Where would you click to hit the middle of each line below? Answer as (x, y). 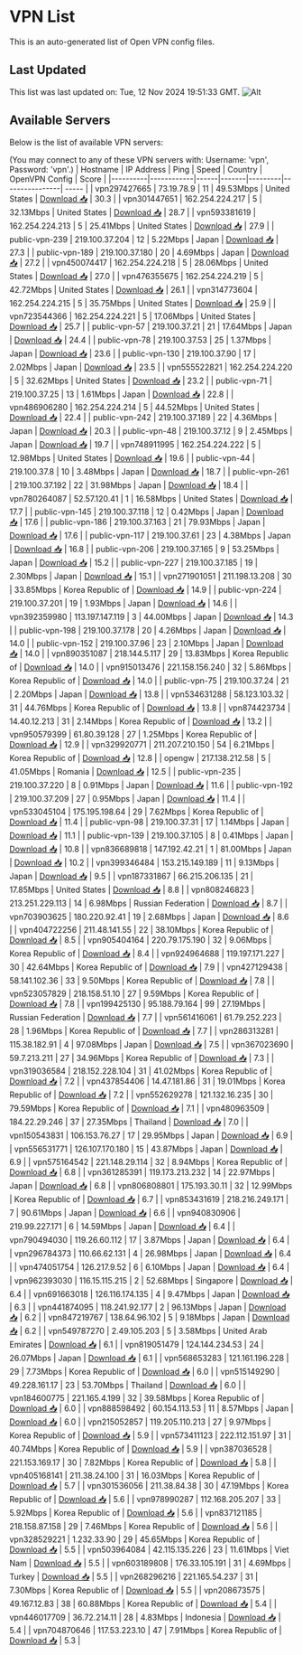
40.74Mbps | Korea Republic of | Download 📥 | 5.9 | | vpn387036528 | (141, 1449)
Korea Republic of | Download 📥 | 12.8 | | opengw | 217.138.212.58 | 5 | (140, 757)
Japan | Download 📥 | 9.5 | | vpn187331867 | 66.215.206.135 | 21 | (132, 876)
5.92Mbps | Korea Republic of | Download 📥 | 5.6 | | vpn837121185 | (136, 1512)
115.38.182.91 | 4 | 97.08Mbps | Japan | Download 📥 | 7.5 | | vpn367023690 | (151, 1044)
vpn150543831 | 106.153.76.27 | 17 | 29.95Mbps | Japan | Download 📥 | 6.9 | (151, 1135)
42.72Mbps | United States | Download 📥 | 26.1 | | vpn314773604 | (134, 289)
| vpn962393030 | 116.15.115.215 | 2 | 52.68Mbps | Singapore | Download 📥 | (151, 1280)
